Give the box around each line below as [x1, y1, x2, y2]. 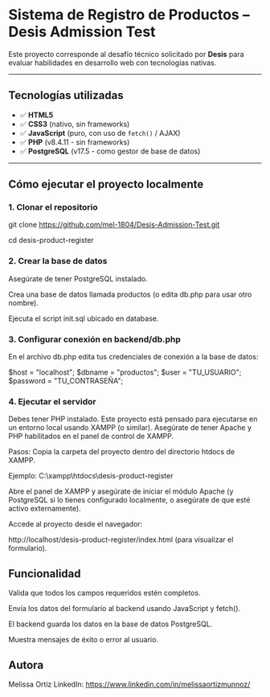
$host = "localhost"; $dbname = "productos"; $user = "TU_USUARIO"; [8, 367, 242, 377]
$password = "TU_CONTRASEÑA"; [8, 376, 124, 386]
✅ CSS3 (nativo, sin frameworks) [19, 119, 130, 129]
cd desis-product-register [8, 236, 94, 245]
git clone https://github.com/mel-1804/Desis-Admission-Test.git [8, 219, 220, 230]
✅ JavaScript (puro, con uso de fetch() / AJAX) [19, 128, 181, 137]
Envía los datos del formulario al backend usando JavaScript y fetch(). [8, 604, 241, 613]
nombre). [8, 297, 39, 307]
